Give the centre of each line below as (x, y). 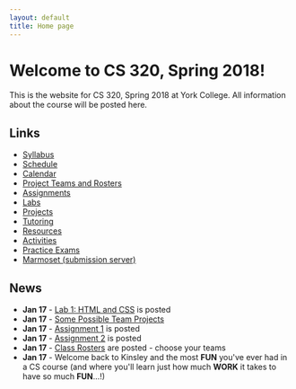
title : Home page (42, 26)
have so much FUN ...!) (64, 376)
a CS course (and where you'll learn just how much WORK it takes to (149, 367)
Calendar (39, 174)
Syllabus (38, 155)
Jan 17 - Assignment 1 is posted (81, 329)
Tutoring (38, 222)
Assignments (47, 193)
